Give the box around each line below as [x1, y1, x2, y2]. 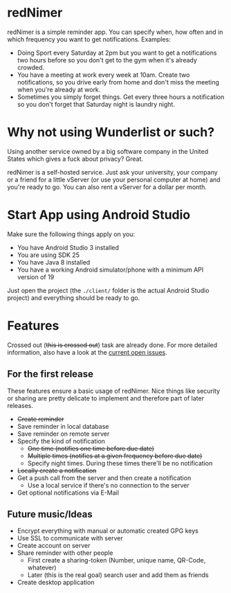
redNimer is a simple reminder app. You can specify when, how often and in [7, 28, 223, 36]
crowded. [17, 63, 45, 71]
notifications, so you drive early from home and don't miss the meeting [17, 78, 220, 86]
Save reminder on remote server [17, 430, 110, 438]
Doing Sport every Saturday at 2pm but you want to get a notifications [17, 48, 217, 57]
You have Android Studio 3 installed [17, 243, 120, 251]
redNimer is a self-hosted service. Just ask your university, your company [7, 168, 218, 176]
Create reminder [17, 414, 64, 423]
